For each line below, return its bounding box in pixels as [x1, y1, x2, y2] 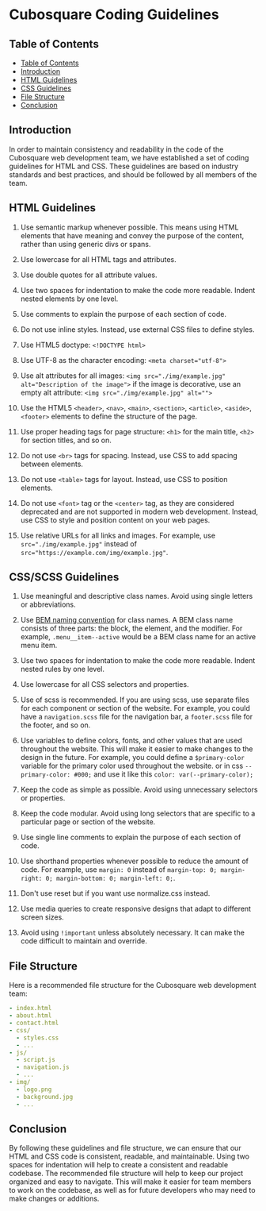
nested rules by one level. [20, 665, 105, 674]
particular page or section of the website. [20, 817, 156, 827]
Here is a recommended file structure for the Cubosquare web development [9, 981, 256, 990]
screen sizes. [20, 912, 64, 922]
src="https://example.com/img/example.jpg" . [20, 547, 169, 557]
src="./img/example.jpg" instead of [20, 538, 138, 549]
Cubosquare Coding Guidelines [9, 6, 220, 24]
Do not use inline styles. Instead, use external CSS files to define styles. [20, 324, 255, 334]
